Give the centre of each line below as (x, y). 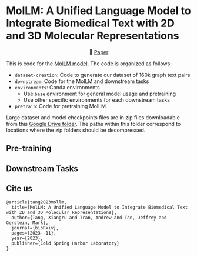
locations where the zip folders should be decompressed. (76, 130)
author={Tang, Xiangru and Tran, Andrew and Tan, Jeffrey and (89, 218)
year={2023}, (27, 238)
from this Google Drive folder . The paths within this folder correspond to (94, 124)
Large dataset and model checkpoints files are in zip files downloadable (93, 117)
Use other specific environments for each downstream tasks (97, 100)
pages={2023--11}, (34, 233)
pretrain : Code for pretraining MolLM (60, 106)
